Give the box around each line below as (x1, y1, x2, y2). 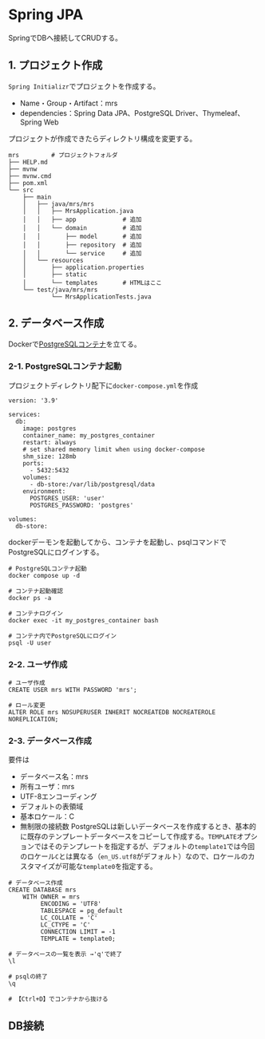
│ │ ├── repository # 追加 (22, 241, 142, 249)
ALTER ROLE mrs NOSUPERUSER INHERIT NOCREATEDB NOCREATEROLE (8, 709, 216, 717)
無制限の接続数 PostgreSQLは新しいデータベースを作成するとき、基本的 (19, 822, 257, 832)
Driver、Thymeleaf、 (175, 108, 245, 117)
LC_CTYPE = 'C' (40, 921, 91, 929)
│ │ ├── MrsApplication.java (22, 207, 134, 215)
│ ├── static (22, 270, 88, 279)
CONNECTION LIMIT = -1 (40, 928, 116, 936)
